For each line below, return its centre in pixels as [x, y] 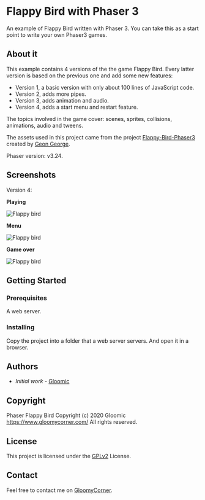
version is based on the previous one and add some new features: [90, 76]
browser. [17, 347]
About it [22, 54]
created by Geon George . [38, 144]
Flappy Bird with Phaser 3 [73, 11]
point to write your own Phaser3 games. [57, 34]
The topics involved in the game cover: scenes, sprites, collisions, [89, 119]
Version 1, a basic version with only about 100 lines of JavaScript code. [105, 87]
